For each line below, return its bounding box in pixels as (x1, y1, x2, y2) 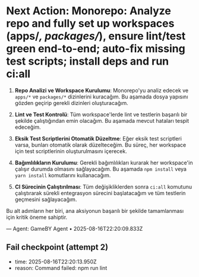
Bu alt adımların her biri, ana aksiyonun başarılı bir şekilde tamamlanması (6, 207, 184, 214)
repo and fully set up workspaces (6, 17, 175, 30)
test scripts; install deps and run (6, 55, 169, 68)
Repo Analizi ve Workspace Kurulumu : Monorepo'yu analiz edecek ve (14, 87, 189, 94)
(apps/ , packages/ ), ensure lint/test (6, 30, 186, 43)
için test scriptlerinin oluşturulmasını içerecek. (14, 147, 128, 155)
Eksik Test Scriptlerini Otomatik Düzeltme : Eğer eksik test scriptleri (14, 135, 182, 142)
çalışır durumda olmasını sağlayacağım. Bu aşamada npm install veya (14, 165, 187, 173)
